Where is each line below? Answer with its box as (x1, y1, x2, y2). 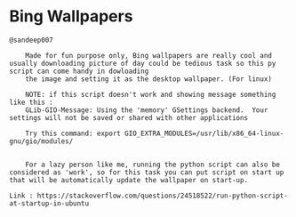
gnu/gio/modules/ (9, 136, 74, 146)
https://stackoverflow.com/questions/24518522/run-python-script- (36, 191, 289, 200)
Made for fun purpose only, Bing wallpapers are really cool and (25, 51, 273, 60)
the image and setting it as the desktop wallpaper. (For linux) (25, 74, 273, 84)
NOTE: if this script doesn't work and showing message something (25, 90, 276, 99)
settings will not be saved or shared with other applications (9, 113, 249, 122)
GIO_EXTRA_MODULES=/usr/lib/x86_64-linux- (124, 129, 284, 138)
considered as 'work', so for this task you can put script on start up (9, 167, 284, 177)
